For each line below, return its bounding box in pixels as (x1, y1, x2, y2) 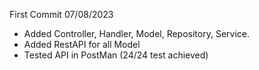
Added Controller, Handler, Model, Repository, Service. (23, 28, 251, 39)
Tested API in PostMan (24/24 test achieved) (23, 49, 209, 61)
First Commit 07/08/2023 (9, 9, 114, 20)
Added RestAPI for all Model (23, 39, 141, 50)
